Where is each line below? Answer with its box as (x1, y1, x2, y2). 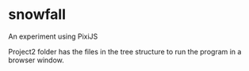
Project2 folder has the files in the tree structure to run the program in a (8, 47, 242, 56)
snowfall (8, 6, 66, 24)
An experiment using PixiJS (8, 32, 98, 41)
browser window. (8, 55, 65, 65)
